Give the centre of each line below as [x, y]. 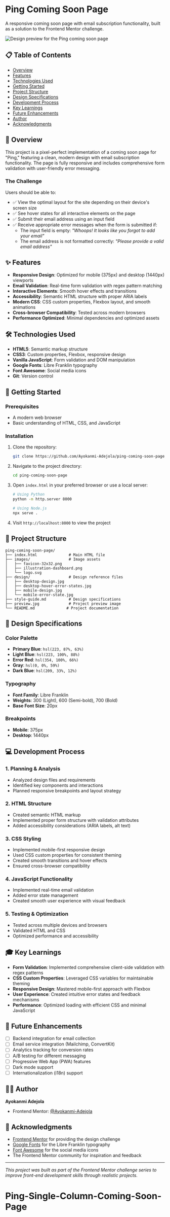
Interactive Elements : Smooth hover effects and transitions [74, 291]
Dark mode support [33, 1067]
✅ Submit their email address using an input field [63, 219]
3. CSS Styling [23, 839]
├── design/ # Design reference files [64, 577]
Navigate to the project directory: [47, 466]
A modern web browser [37, 418]
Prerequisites [22, 406]
